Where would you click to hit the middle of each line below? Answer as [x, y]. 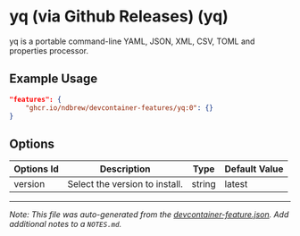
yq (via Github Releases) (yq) [119, 17]
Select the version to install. [125, 184]
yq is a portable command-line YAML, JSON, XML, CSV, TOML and [132, 41]
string [204, 184]
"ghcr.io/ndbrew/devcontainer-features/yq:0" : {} [120, 108]
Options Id [37, 169]
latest [236, 184]
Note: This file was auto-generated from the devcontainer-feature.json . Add [149, 215]
